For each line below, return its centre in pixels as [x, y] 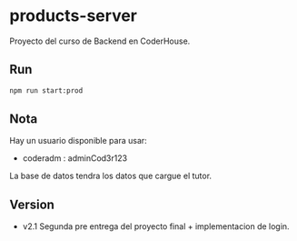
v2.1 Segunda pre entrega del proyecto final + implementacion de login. [156, 226]
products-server [74, 16]
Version [32, 204]
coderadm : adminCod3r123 [75, 158]
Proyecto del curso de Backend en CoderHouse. [100, 41]
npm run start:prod [46, 90]
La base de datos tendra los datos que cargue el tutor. [110, 176]
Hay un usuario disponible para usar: [78, 141]
